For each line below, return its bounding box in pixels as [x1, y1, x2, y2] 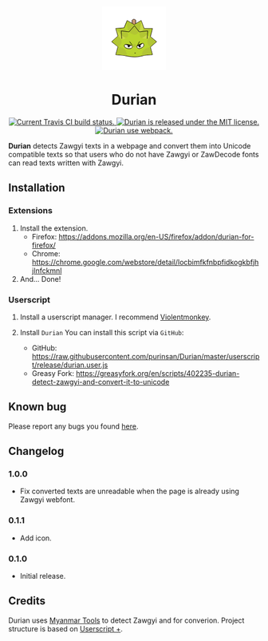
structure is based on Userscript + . [8, 623, 124, 633]
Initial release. [19, 572, 66, 581]
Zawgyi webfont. [19, 495, 76, 504]
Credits [8, 594, 46, 608]
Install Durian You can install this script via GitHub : [19, 327, 184, 337]
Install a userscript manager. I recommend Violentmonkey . [19, 312, 211, 322]
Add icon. [19, 533, 52, 543]
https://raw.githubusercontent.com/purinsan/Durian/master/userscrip [31, 351, 260, 361]
